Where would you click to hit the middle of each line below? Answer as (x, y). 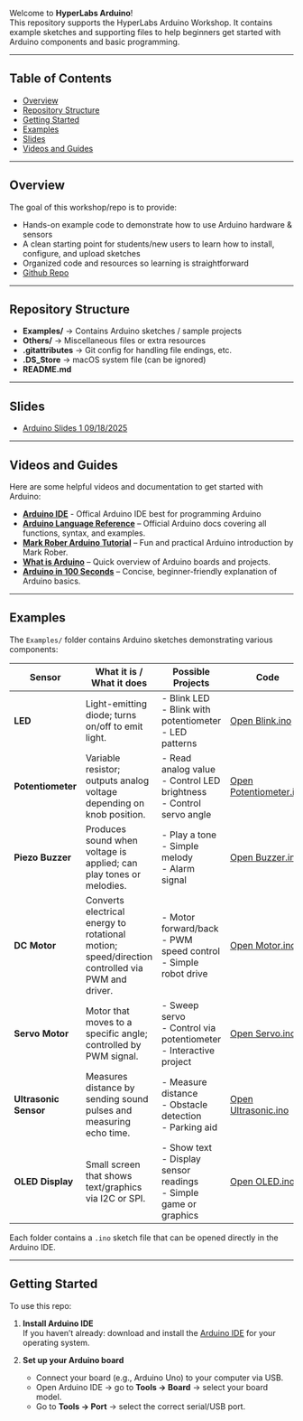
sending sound (117, 1098)
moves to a (109, 1022)
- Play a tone (189, 835)
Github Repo (46, 272)
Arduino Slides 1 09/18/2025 (75, 428)
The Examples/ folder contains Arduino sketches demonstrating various (141, 640)
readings (180, 1181)
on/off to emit (114, 726)
